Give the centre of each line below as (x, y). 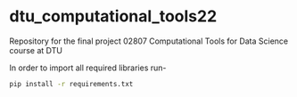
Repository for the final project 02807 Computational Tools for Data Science (149, 41)
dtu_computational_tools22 (113, 16)
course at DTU (36, 50)
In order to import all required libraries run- (88, 68)
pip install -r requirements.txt (71, 84)
